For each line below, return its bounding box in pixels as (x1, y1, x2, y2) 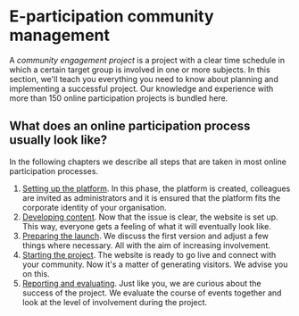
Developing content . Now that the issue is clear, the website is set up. (21, 212, 278, 222)
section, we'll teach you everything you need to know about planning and (9, 73, 278, 84)
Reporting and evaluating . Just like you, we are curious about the (21, 278, 262, 288)
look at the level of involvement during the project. (21, 296, 208, 307)
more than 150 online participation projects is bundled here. (9, 92, 228, 104)
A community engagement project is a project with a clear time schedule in (9, 54, 286, 65)
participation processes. (9, 165, 99, 176)
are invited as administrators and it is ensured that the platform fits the (21, 192, 281, 203)
